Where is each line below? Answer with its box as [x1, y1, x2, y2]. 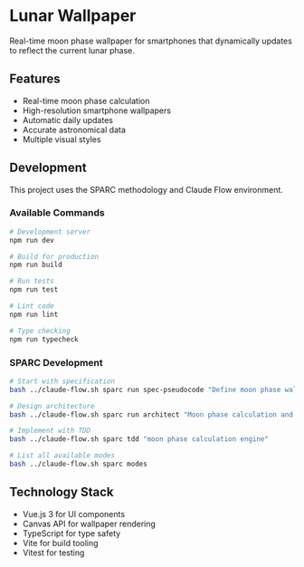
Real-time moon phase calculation [22, 95, 150, 106]
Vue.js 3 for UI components [22, 508, 125, 519]
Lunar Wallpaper [9, 5, 137, 26]
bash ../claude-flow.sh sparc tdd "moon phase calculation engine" [9, 435, 270, 444]
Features [9, 72, 61, 87]
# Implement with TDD [9, 427, 91, 436]
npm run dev [9, 235, 54, 245]
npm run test [9, 285, 59, 294]
